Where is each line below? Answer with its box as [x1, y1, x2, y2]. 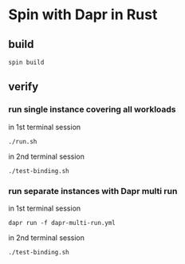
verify [8, 80, 39, 93]
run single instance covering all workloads [8, 104, 176, 115]
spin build [8, 58, 45, 66]
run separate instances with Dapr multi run [8, 185, 178, 196]
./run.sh [8, 137, 37, 145]
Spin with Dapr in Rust [8, 6, 158, 24]
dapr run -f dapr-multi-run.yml [8, 219, 116, 227]
